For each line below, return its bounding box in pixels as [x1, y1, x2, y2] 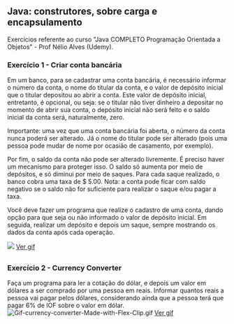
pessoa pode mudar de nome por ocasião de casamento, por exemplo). [7, 141, 214, 150]
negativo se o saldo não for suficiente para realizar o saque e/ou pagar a [7, 185, 217, 193]
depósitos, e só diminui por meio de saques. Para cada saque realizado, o [7, 170, 220, 178]
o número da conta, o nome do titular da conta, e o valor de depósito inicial [7, 83, 224, 92]
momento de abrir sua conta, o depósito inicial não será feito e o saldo [7, 106, 210, 114]
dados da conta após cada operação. [7, 228, 115, 237]
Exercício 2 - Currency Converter [7, 262, 122, 272]
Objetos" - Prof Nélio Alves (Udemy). [7, 42, 114, 51]
